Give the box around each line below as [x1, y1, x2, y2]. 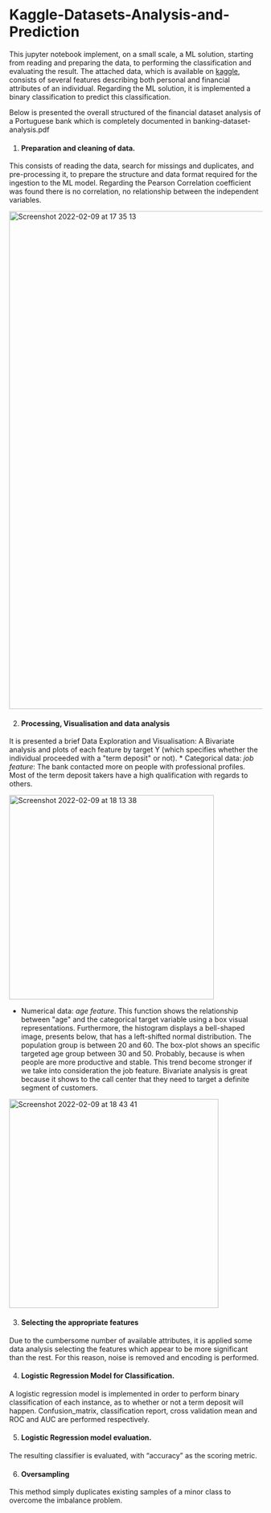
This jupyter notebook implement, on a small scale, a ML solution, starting [9, 49, 254, 59]
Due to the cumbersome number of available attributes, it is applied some [9, 1335, 253, 1345]
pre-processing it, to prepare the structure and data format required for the [9, 170, 258, 179]
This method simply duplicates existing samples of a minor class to [9, 1487, 232, 1497]
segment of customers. [20, 1083, 99, 1093]
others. [9, 779, 33, 789]
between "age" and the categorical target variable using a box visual [20, 1015, 248, 1024]
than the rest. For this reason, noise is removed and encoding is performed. [9, 1352, 260, 1362]
